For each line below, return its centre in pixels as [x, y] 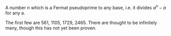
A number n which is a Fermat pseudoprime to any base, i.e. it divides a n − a [86, 7]
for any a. [15, 13]
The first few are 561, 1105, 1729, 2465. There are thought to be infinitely [81, 22]
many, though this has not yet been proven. [51, 28]
